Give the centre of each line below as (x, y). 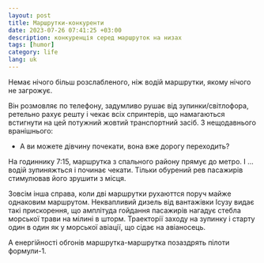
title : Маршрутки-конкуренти (56, 23)
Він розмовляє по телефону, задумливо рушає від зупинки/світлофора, (128, 105)
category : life (33, 52)
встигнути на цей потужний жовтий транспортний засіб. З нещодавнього (132, 122)
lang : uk (23, 60)
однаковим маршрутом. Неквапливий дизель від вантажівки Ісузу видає (131, 201)
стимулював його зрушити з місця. (67, 178)
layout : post (30, 15)
